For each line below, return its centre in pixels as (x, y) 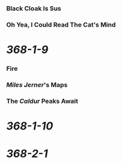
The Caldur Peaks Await (42, 101)
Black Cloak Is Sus (34, 8)
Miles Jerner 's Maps (37, 85)
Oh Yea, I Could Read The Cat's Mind (61, 24)
